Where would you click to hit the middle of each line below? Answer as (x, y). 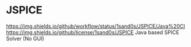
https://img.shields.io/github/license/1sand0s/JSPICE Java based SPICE (93, 32)
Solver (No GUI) (25, 38)
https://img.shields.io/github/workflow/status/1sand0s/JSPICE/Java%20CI (96, 26)
